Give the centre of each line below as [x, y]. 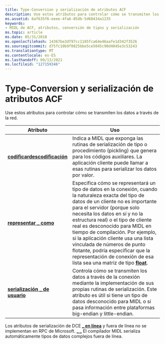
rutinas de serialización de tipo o [110, 144]
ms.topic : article [24, 32]
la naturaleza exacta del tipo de [109, 195]
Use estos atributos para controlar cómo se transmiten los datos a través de [82, 113]
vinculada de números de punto [109, 244]
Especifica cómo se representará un [114, 183]
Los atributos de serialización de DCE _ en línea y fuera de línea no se [76, 326]
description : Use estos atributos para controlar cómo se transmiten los [82, 14]
